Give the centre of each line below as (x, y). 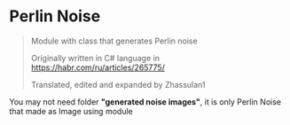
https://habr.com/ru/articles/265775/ (98, 67)
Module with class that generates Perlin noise (114, 41)
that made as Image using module (71, 111)
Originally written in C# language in (95, 58)
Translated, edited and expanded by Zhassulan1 (118, 84)
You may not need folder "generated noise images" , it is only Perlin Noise (145, 102)
